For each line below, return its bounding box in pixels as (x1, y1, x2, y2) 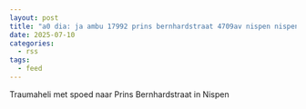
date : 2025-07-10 (9, 30, 76, 39)
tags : (9, 55, 30, 64)
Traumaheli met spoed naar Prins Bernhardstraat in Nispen (9, 88, 229, 100)
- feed (17, 64, 43, 74)
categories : (9, 38, 55, 48)
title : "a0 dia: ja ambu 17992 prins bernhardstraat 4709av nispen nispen (9, 22, 300, 31)
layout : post (9, 13, 59, 23)
